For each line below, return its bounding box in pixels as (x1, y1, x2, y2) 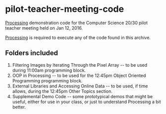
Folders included (5, 49, 58, 57)
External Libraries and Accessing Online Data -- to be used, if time (12, 83, 148, 89)
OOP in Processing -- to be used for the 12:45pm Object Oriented (12, 73, 146, 78)
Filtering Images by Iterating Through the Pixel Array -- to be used (12, 62, 148, 68)
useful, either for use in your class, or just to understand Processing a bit (12, 99, 161, 105)
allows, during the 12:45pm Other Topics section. (12, 88, 112, 94)
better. (12, 104, 26, 110)
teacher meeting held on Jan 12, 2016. (5, 25, 83, 31)
